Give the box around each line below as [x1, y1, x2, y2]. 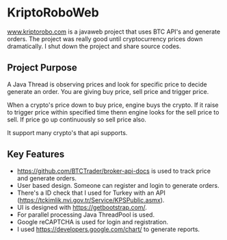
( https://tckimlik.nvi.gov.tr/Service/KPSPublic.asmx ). [16, 195, 165, 204]
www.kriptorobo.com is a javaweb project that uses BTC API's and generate [7, 27, 221, 36]
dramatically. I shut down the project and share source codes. [7, 42, 181, 50]
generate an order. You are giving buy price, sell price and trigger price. [7, 87, 209, 95]
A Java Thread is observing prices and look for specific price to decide [7, 80, 207, 88]
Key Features [7, 149, 65, 160]
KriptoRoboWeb [7, 5, 99, 21]
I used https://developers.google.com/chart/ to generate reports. [16, 225, 200, 233]
